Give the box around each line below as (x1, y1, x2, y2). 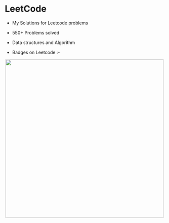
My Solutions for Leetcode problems (12, 20, 89, 26)
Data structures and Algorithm (12, 39, 75, 46)
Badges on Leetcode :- (12, 49, 60, 55)
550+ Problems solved (12, 29, 60, 35)
